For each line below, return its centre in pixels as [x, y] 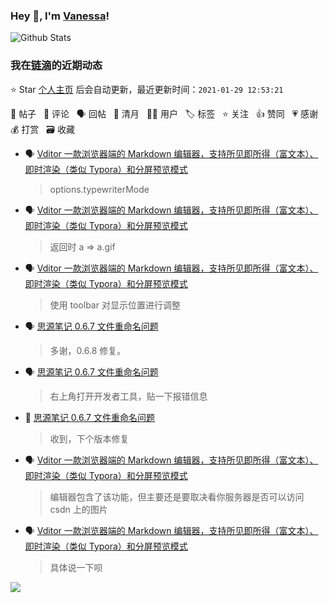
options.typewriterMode [99, 189]
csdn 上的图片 [78, 509]
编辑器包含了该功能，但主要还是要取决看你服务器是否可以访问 [177, 496]
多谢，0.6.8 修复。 [88, 350]
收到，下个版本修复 [89, 438]
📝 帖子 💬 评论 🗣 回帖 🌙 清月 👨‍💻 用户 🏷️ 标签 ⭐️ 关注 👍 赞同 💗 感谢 [164, 113]
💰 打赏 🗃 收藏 [42, 129]
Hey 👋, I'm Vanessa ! [60, 16]
